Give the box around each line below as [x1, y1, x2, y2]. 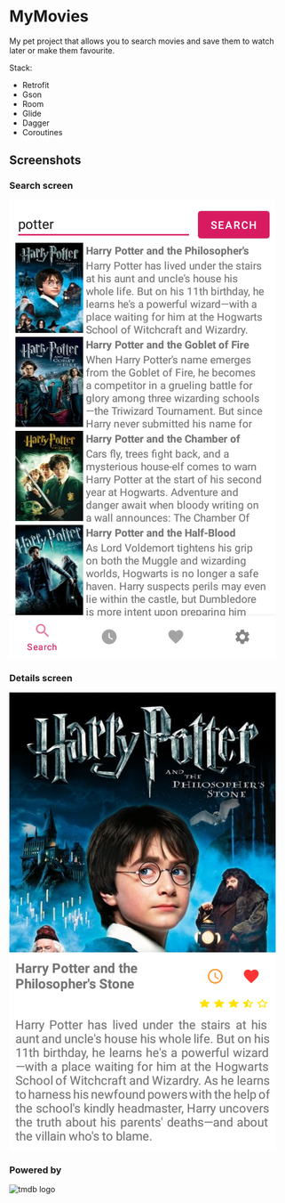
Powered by [9, 1164, 62, 1176]
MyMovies [9, 6, 89, 27]
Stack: [9, 62, 33, 73]
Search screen [9, 180, 74, 192]
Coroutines [21, 126, 63, 137]
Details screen [9, 671, 73, 684]
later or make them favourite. [9, 45, 115, 55]
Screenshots [9, 153, 82, 168]
